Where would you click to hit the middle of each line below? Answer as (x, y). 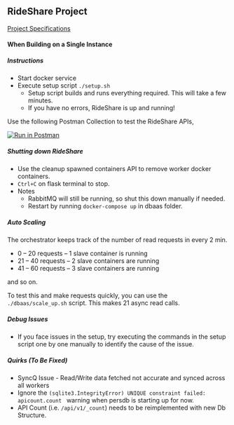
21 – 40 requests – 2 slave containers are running (88, 261)
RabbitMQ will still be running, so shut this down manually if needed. (126, 198)
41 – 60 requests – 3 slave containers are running (88, 269)
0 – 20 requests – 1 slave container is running (83, 254)
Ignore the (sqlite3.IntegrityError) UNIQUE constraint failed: (111, 393)
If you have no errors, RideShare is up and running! (101, 108)
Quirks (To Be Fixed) (37, 360)
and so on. (23, 282)
